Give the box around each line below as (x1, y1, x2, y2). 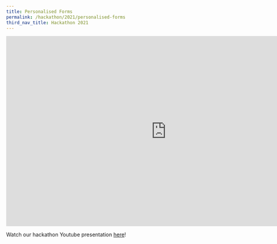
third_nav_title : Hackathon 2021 (6, 19, 89, 25)
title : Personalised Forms (6, 8, 73, 15)
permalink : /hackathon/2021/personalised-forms (6, 14, 126, 20)
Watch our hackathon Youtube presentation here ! (6, 231, 126, 238)
